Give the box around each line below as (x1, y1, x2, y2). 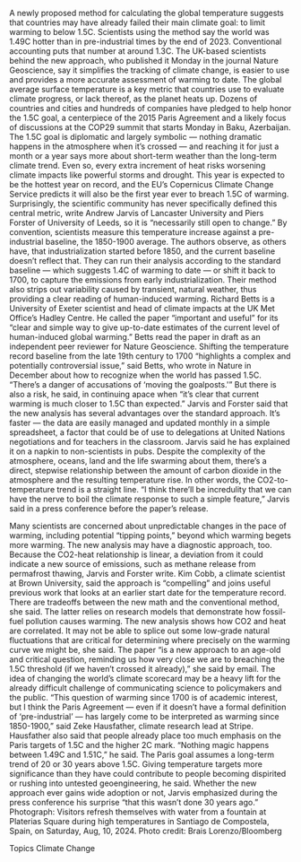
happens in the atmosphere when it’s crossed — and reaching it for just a (9, 141, 279, 152)
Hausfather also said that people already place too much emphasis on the (9, 730, 282, 741)
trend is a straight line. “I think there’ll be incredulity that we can (56, 484, 292, 494)
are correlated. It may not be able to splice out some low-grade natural (9, 625, 271, 636)
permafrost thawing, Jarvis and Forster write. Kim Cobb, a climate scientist (9, 569, 286, 579)
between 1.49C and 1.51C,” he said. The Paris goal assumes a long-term (9, 749, 275, 760)
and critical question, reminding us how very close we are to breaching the (9, 654, 285, 665)
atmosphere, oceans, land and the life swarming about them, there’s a (9, 456, 267, 466)
